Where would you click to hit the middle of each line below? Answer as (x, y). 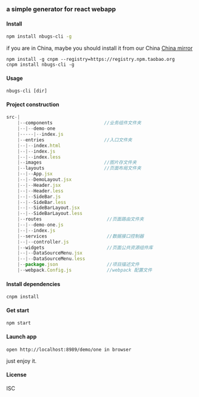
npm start (19, 323)
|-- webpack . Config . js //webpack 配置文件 (85, 270)
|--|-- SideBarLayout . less (50, 214)
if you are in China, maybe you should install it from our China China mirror (99, 48)
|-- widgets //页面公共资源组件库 (85, 248)
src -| (13, 118)
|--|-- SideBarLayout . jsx (49, 208)
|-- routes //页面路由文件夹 (81, 219)
